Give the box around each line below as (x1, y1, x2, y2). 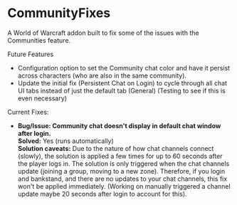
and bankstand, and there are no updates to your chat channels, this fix (17, 174, 228, 183)
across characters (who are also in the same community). (17, 71, 187, 80)
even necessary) (17, 94, 68, 102)
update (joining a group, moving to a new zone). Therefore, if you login (17, 167, 226, 175)
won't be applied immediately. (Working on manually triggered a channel (17, 182, 231, 190)
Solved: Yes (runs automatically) (17, 137, 114, 145)
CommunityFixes (7, 5, 111, 21)
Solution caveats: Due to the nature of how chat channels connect (17, 144, 214, 152)
